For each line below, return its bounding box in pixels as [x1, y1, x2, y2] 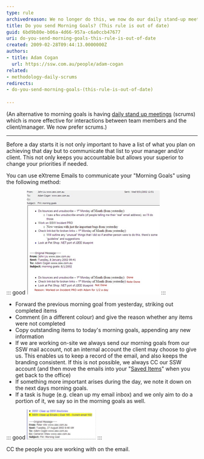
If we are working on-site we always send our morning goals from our [15, 339, 190, 346]
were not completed [15, 320, 66, 327]
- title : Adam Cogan [6, 55, 59, 61]
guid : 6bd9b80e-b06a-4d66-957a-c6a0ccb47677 [6, 29, 121, 35]
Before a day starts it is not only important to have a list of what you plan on [6, 141, 195, 148]
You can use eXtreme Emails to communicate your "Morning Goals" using [6, 172, 191, 179]
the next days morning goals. [15, 384, 89, 392]
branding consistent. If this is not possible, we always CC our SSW [15, 359, 182, 365]
